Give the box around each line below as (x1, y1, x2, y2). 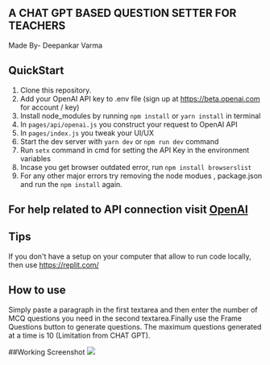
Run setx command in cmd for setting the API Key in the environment (19, 145, 250, 155)
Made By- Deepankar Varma (8, 40, 103, 50)
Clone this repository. (19, 85, 92, 95)
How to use (8, 284, 66, 297)
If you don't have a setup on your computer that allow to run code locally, (8, 251, 251, 261)
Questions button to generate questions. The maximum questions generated (8, 321, 262, 331)
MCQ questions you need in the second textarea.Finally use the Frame (8, 313, 243, 323)
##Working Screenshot (8, 346, 85, 357)
